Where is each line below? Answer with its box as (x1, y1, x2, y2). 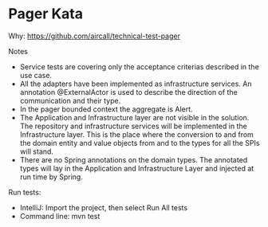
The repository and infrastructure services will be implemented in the (19, 121, 247, 131)
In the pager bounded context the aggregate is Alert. (19, 104, 193, 114)
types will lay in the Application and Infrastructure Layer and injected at (19, 163, 254, 173)
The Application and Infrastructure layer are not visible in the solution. (19, 112, 250, 122)
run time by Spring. (19, 172, 84, 182)
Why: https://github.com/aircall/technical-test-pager (8, 31, 181, 41)
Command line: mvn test (19, 211, 100, 221)
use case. (19, 70, 53, 80)
